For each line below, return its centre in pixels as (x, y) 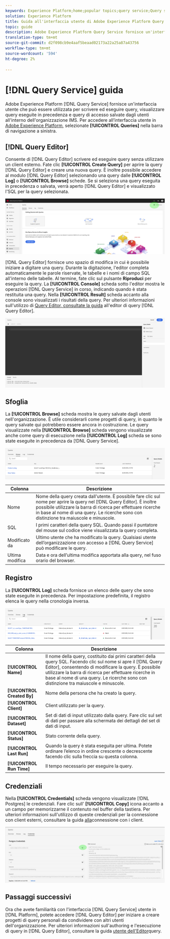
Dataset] (17, 723)
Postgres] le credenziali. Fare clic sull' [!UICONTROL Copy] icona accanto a (84, 804)
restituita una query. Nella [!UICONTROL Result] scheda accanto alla (77, 294)
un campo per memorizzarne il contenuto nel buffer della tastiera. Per (78, 809)
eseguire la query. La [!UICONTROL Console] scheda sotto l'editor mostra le (85, 284)
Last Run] (18, 754)
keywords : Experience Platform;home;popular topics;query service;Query (83, 11)
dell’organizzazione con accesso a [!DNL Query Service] (95, 543)
